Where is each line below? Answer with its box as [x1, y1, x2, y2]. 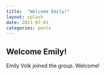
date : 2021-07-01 [6, 19, 49, 25]
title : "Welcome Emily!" [6, 8, 70, 15]
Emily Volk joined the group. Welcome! [6, 62, 100, 69]
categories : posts [6, 25, 51, 31]
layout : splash [6, 14, 44, 20]
